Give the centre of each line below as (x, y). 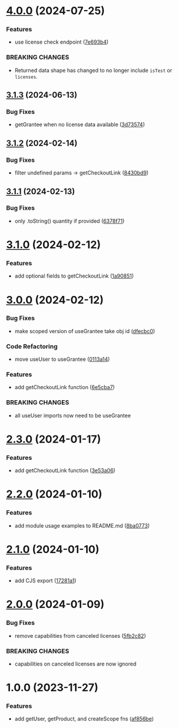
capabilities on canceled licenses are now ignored (75, 664)
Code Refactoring (32, 346)
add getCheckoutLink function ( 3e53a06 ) (65, 470)
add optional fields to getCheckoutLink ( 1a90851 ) (74, 276)
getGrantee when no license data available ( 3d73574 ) (80, 124)
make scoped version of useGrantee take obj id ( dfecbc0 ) (85, 331)
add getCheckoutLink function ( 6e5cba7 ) (65, 387)
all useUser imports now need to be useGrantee (73, 415)
